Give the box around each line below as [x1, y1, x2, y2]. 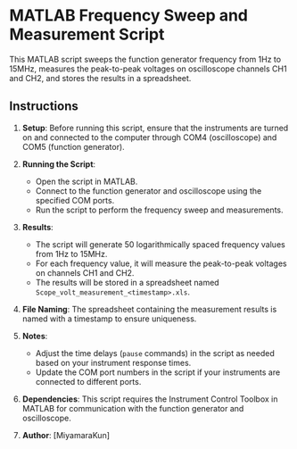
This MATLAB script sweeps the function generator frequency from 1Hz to [9, 54, 282, 64]
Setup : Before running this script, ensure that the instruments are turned [21, 122, 289, 133]
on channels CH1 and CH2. [35, 267, 135, 278]
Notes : [21, 330, 48, 341]
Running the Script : [21, 158, 96, 170]
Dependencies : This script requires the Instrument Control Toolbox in [21, 394, 278, 404]
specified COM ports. [35, 195, 115, 205]
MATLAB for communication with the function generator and [21, 403, 244, 413]
